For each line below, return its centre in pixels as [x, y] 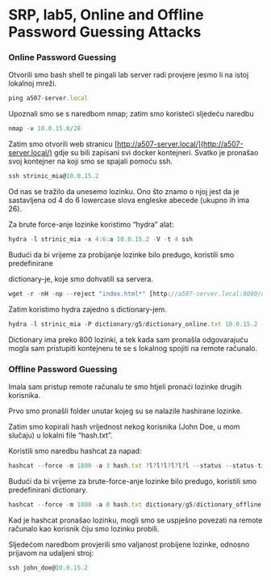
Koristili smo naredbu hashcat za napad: [75, 451]
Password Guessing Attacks [105, 32]
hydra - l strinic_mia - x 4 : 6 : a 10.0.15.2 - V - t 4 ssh [101, 239]
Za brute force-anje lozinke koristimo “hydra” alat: [91, 225]
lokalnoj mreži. [33, 83]
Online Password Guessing [63, 57]
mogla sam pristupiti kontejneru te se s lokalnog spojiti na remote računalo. [133, 348]
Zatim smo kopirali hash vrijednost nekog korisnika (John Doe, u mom [124, 427]
